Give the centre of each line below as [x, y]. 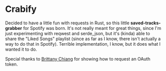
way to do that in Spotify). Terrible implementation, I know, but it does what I [83, 44]
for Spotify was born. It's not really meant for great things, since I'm [92, 28]
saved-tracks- [146, 23]
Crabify [21, 9]
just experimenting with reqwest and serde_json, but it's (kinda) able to [78, 33]
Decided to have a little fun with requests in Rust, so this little [67, 23]
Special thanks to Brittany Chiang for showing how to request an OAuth [78, 59]
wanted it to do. [21, 49]
